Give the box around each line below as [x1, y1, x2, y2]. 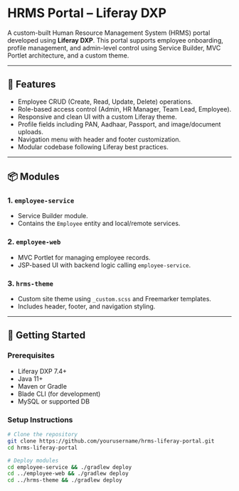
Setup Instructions [7, 414, 73, 424]
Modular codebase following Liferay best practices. [17, 142, 169, 151]
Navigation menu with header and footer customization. [17, 135, 181, 144]
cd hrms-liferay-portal [7, 444, 78, 451]
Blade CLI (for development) [17, 389, 101, 398]
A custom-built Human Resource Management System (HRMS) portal [7, 28, 211, 37]
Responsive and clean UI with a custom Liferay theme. [17, 112, 177, 121]
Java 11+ [17, 374, 43, 383]
